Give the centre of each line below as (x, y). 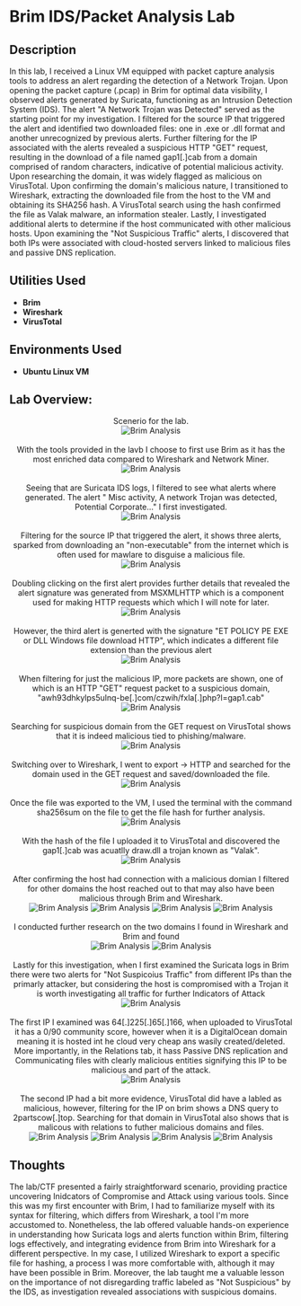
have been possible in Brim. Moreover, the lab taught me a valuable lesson (147, 1273)
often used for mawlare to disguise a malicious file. (151, 555)
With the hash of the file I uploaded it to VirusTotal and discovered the (151, 841)
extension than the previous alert (151, 650)
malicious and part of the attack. (151, 1070)
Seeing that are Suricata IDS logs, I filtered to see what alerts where (151, 488)
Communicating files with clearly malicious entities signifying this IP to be (151, 1061)
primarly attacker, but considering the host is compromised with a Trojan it (151, 984)
